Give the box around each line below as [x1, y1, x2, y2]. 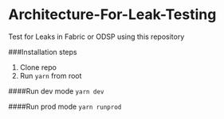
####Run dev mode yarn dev [8, 86, 104, 96]
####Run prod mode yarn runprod [8, 102, 122, 111]
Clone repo [19, 62, 57, 72]
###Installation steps [8, 47, 77, 56]
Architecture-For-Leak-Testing [8, 6, 217, 24]
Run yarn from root [19, 71, 82, 80]
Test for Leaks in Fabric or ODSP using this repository [8, 32, 185, 41]
